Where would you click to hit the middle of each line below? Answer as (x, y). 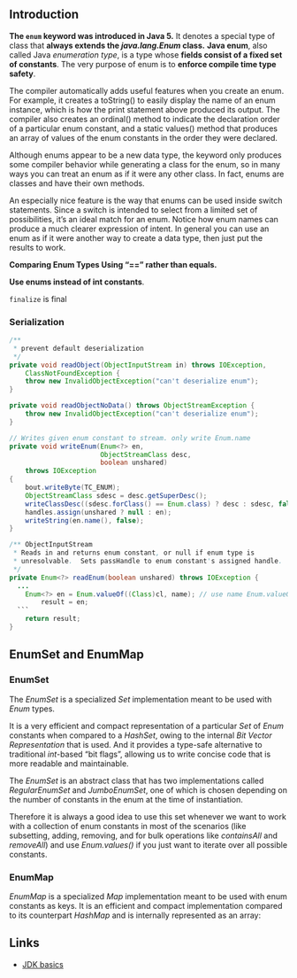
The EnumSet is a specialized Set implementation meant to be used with (141, 699)
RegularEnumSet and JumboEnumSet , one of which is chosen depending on (148, 790)
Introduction (44, 15)
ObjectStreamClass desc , (146, 454)
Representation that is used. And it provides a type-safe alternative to (136, 744)
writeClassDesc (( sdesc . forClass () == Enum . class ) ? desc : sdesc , (150, 504)
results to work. (38, 247)
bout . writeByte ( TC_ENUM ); (73, 488)
